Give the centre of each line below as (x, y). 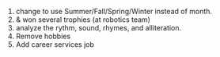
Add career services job (55, 45)
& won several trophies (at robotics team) (83, 20)
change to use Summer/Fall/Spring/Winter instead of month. (114, 11)
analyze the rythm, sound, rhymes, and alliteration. (99, 28)
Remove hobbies (43, 36)
